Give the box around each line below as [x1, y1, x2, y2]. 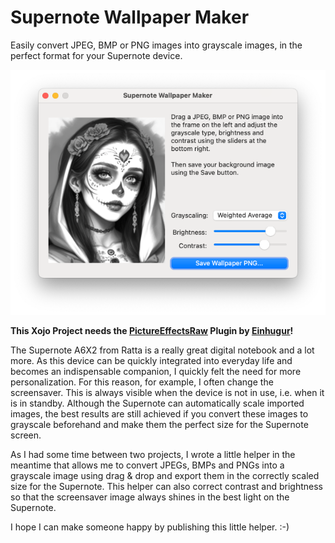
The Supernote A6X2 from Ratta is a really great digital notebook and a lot [10, 344, 315, 356]
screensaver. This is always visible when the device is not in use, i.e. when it [10, 387, 325, 399]
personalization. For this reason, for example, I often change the [10, 376, 274, 388]
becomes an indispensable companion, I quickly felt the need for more [10, 366, 302, 378]
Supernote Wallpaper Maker [10, 6, 250, 29]
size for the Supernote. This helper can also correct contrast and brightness [10, 481, 324, 493]
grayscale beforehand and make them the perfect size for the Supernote [10, 419, 309, 431]
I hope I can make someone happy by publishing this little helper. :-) [10, 521, 290, 533]
